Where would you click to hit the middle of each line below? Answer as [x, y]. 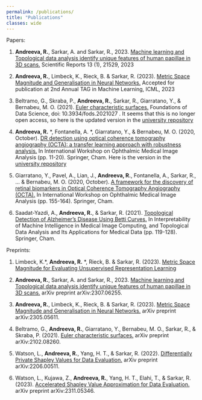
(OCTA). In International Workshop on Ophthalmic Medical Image [96, 195]
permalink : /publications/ [40, 12]
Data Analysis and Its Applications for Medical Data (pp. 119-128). [96, 232]
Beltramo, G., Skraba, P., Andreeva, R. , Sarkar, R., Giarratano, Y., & [98, 101]
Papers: [16, 40]
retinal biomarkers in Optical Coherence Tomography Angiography [98, 188]
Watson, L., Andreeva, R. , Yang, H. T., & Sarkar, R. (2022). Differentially [103, 354]
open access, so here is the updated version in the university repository [104, 120]
